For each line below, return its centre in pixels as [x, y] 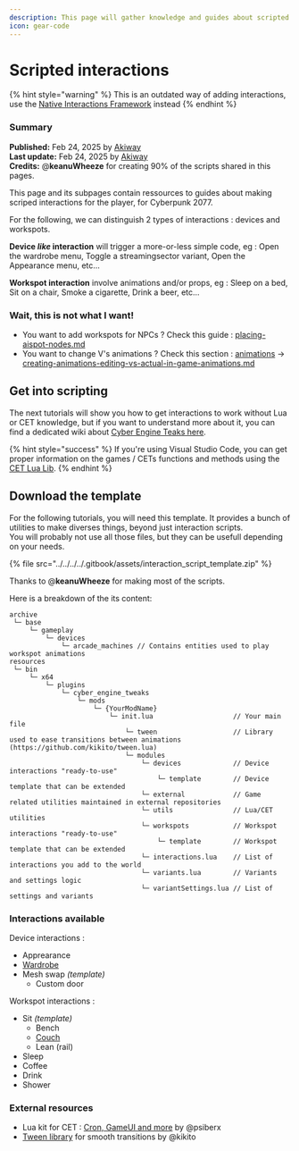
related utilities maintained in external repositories [115, 802]
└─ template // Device [213, 778]
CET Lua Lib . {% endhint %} [61, 468]
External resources [51, 1107]
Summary [31, 128]
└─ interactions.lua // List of [208, 857]
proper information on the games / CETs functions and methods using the [145, 458]
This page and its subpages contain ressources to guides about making [141, 192]
